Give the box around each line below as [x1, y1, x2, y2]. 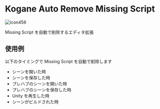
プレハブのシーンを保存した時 [12, 87, 72, 93]
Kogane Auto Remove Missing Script [5, 3, 155, 14]
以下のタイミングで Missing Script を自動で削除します [5, 58, 112, 64]
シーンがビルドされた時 [12, 99, 59, 105]
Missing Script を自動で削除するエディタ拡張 [5, 29, 94, 35]
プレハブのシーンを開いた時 [12, 81, 68, 86]
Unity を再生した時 [12, 93, 50, 98]
